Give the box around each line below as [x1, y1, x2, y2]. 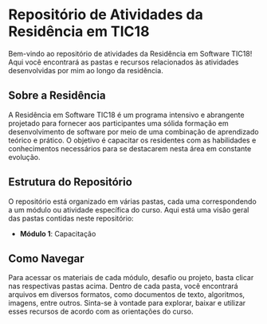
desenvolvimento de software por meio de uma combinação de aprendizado [8, 127, 259, 136]
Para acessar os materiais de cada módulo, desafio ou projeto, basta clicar [8, 273, 254, 283]
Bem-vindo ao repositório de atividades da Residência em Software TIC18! [8, 49, 253, 58]
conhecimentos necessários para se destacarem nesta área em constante [8, 143, 252, 153]
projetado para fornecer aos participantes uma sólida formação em [8, 118, 229, 128]
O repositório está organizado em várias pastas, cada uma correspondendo [8, 197, 257, 206]
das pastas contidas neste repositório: [8, 213, 134, 223]
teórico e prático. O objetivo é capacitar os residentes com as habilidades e [8, 135, 257, 145]
